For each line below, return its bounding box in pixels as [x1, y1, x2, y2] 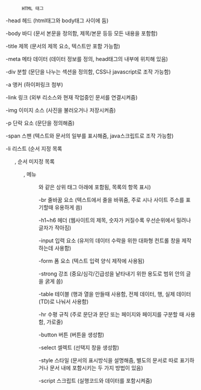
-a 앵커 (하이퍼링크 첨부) [5, 81, 64, 88]
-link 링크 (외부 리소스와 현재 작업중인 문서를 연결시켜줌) [5, 94, 138, 101]
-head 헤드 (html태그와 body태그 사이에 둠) [5, 17, 109, 24]
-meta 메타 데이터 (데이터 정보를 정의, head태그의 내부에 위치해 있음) [5, 55, 169, 62]
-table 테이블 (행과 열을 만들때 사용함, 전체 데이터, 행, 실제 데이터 [38, 291, 191, 297]
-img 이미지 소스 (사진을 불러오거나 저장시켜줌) [5, 107, 116, 113]
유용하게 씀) [54, 204, 82, 211]
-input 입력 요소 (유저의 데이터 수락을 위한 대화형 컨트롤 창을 [38, 237, 181, 244]
